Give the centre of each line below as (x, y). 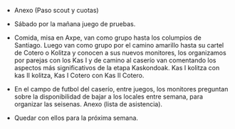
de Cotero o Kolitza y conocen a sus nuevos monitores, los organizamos (120, 53)
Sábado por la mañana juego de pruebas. (75, 24)
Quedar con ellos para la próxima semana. (76, 118)
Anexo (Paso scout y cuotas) (56, 10)
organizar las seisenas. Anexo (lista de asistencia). (88, 104)
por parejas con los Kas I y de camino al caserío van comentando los (115, 60)
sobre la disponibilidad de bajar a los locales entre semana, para (109, 96)
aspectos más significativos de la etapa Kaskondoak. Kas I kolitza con (117, 68)
